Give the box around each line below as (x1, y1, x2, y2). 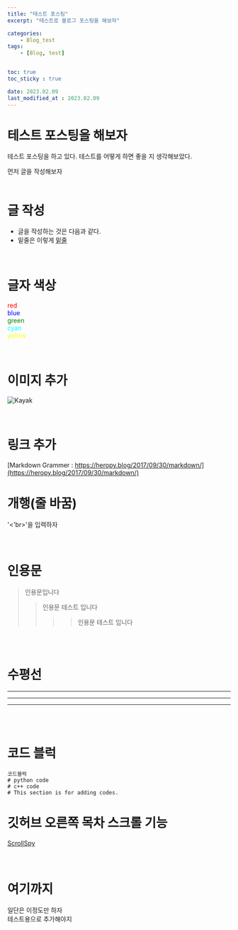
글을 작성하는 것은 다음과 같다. (17, 227, 101, 236)
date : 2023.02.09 (7, 88, 59, 95)
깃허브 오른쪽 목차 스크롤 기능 (7, 815, 168, 831)
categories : (7, 30, 42, 37)
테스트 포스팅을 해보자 (7, 127, 127, 143)
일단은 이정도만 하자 (7, 906, 62, 914)
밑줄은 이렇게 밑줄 (17, 236, 67, 245)
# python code (7, 777, 50, 784)
